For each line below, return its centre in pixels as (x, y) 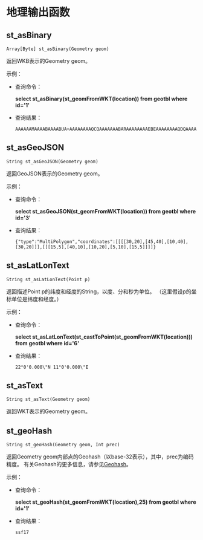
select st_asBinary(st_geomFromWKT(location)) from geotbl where (101, 99)
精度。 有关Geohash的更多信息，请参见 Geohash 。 (69, 464)
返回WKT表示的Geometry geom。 (48, 411)
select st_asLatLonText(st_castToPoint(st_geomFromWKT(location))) (104, 337)
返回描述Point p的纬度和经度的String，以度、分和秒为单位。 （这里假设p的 (99, 291)
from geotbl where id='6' (47, 343)
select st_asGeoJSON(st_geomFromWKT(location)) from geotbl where (105, 211)
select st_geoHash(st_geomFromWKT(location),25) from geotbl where (105, 502)
